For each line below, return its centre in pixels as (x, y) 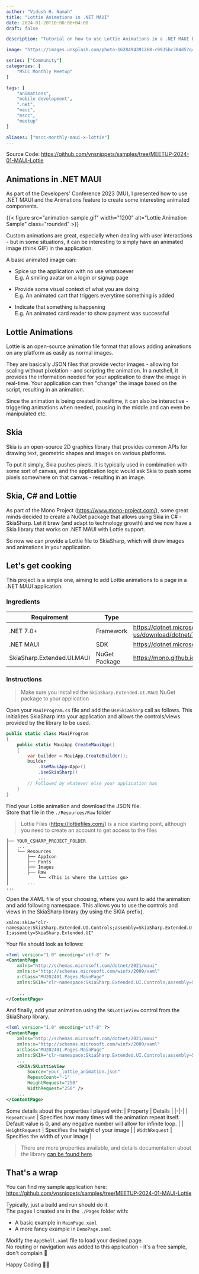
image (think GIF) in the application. (49, 248)
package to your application (55, 699)
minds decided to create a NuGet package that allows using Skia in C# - (94, 517)
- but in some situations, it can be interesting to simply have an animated (95, 242)
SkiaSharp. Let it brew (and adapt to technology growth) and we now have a (99, 523)
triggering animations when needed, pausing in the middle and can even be (98, 407)
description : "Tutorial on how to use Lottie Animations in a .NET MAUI (98, 39)
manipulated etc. (27, 414)
